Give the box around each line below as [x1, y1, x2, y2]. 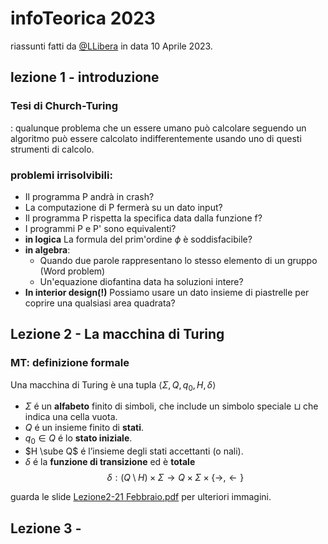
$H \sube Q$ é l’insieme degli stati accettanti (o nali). [24, 445, 244, 457]
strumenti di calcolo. [10, 143, 95, 155]
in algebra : [24, 243, 71, 256]
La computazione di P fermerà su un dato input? [24, 201, 223, 213]
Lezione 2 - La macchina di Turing [10, 326, 225, 343]
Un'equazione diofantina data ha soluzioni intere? [39, 275, 244, 287]
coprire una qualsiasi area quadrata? [24, 297, 176, 309]
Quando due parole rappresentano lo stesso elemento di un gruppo [39, 254, 318, 266]
